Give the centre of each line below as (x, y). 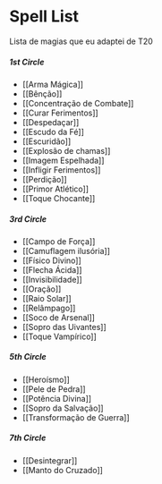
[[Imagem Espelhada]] (63, 160)
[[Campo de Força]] (59, 241)
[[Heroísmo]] (46, 379)
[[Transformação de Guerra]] (76, 417)
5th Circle (28, 357)
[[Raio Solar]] (47, 298)
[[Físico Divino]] (52, 260)
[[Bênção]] (42, 93)
